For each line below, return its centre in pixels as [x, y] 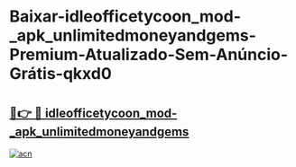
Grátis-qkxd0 [61, 74]
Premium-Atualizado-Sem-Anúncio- [149, 55]
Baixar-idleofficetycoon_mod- [125, 17]
